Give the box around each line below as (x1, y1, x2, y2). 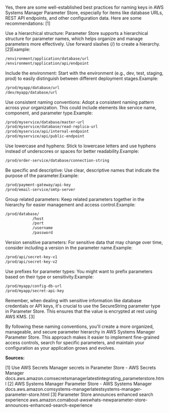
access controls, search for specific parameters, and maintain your (5, 339, 145, 346)
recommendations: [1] (5, 20, 50, 26)
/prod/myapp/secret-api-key (5, 288, 65, 293)
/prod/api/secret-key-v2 (5, 259, 58, 264)
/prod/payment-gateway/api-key (5, 182, 71, 187)
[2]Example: (5, 47, 31, 52)
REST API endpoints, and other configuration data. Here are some (5, 15, 142, 21)
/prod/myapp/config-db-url (5, 283, 62, 288)
